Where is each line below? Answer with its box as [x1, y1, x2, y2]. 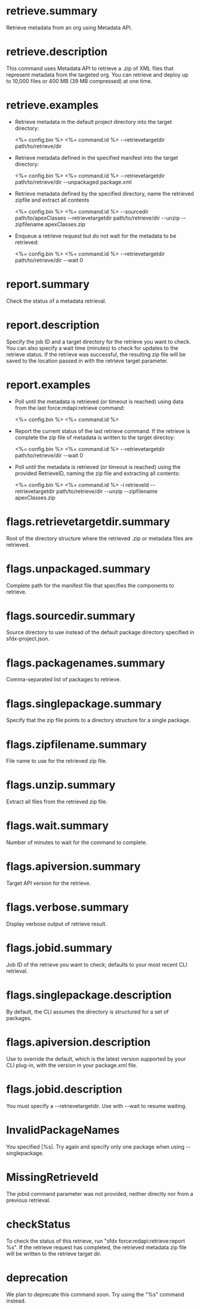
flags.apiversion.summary [6, 860, 141, 873]
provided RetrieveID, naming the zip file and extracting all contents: [14, 470, 180, 477]
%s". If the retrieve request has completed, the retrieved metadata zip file [6, 1243, 187, 1251]
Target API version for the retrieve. [6, 879, 91, 887]
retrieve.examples [6, 99, 99, 112]
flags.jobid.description [6, 1083, 122, 1096]
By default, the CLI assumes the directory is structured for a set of [6, 1008, 169, 1015]
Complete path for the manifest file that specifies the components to [6, 582, 174, 589]
